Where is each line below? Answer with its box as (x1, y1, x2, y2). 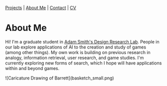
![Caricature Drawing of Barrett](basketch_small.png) (5, 75, 114, 81)
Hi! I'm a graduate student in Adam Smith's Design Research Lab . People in (5, 38, 160, 44)
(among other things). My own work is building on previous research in (5, 49, 151, 55)
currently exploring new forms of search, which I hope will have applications (5, 60, 162, 66)
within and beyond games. (5, 65, 60, 71)
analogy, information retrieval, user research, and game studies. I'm (5, 54, 144, 60)
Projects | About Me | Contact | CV (5, 5, 76, 10)
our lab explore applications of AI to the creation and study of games (5, 44, 146, 50)
